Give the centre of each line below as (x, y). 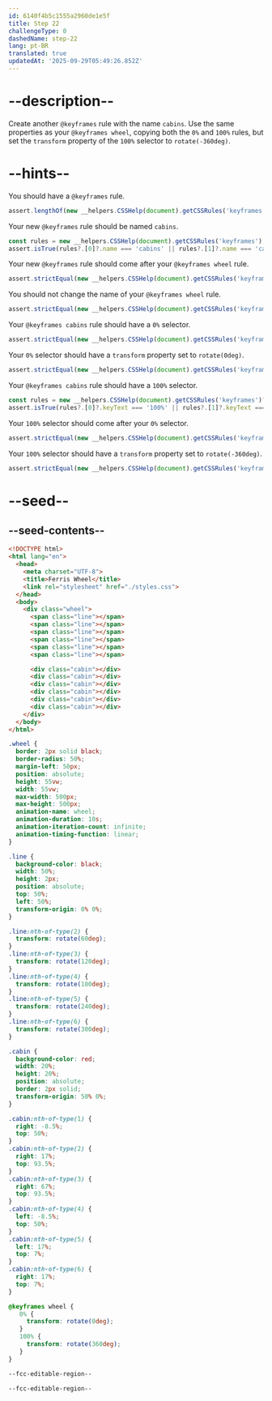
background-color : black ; (59, 864)
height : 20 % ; (38, 1074)
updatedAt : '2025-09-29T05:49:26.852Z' (76, 62)
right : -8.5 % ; (39, 1126)
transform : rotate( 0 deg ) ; (70, 1322)
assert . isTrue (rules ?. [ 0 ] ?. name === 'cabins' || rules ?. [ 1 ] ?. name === (130, 249)
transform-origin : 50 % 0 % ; (61, 1097)
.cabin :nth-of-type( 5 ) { (50, 1239)
